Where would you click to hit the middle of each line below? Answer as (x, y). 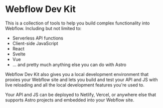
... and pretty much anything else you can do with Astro (69, 64)
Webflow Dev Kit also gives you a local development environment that (77, 74)
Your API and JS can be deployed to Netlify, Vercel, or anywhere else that (81, 94)
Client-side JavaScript (35, 43)
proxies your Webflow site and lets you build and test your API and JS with (81, 79)
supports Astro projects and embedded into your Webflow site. (70, 100)
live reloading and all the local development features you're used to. (75, 85)
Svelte (19, 54)
